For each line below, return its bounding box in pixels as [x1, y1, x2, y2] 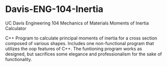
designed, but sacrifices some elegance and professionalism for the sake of [5, 51, 162, 57]
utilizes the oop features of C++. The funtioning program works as [5, 45, 142, 51]
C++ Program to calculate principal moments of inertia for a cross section [5, 35, 157, 41]
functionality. [5, 56, 33, 62]
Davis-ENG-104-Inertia [5, 3, 104, 15]
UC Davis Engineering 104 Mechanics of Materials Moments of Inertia [5, 20, 149, 26]
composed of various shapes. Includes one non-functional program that [5, 40, 154, 46]
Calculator [5, 25, 27, 31]
